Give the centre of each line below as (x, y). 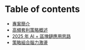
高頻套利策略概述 (30, 30)
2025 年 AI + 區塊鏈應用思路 (41, 36)
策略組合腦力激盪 (30, 42)
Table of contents (42, 9)
